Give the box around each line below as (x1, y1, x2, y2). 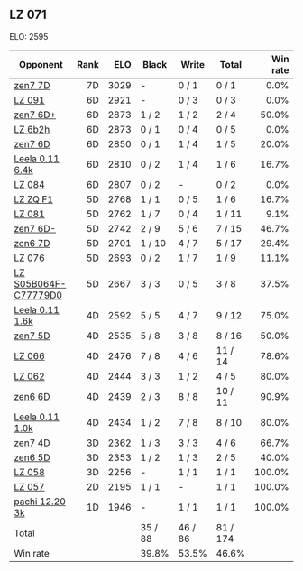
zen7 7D (14, 78, 50, 91)
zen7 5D (14, 329, 50, 342)
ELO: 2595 (9, 31, 49, 41)
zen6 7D (14, 236, 50, 249)
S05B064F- (14, 277, 67, 290)
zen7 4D (14, 437, 50, 449)
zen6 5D (14, 451, 50, 464)
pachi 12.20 (14, 495, 66, 508)
